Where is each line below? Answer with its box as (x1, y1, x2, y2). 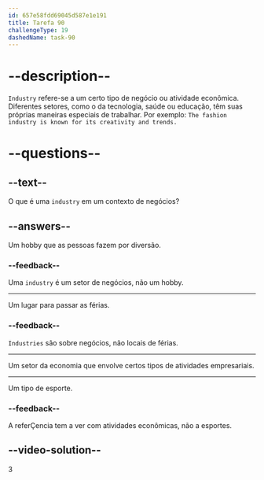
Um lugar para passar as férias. (8, 301, 110, 310)
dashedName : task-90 (8, 33, 76, 42)
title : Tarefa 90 (8, 19, 65, 27)
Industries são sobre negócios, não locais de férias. (8, 338, 178, 347)
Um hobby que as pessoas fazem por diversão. (8, 241, 161, 249)
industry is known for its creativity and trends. (8, 119, 178, 127)
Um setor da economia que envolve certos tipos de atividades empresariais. (8, 360, 255, 370)
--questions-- (8, 145, 101, 162)
